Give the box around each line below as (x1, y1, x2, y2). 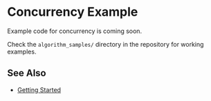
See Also (7, 67, 46, 79)
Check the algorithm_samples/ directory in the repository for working (7, 40, 204, 48)
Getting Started (17, 85, 61, 93)
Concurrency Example (7, 4, 138, 20)
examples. (7, 47, 37, 56)
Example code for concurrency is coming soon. (7, 27, 143, 35)
